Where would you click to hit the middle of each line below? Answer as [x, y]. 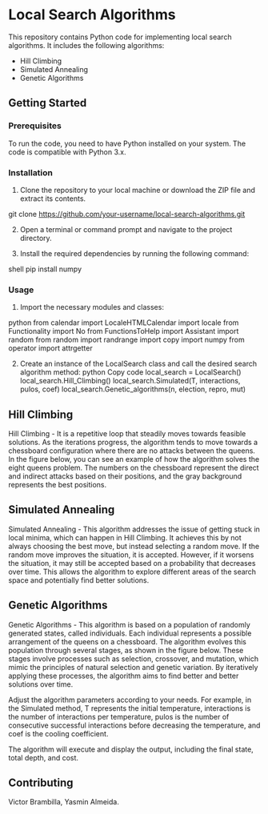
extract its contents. [53, 198]
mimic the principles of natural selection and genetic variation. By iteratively [133, 667]
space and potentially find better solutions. [79, 580]
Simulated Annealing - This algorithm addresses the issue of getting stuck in [134, 529]
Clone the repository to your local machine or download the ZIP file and [138, 190]
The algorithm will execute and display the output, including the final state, [131, 749]
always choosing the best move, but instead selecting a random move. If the [134, 546]
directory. [36, 238]
